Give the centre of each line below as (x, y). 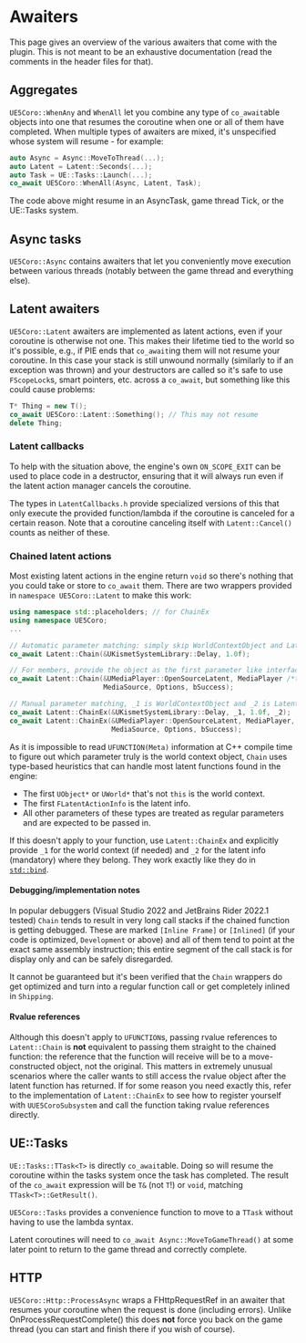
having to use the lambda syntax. (71, 1222)
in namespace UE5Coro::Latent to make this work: (101, 596)
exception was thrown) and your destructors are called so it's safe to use (147, 370)
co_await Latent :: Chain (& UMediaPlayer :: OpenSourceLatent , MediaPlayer (146, 679)
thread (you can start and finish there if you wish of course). (122, 1328)
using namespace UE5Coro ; (58, 620)
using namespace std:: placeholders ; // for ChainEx (109, 612)
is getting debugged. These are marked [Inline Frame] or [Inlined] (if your (153, 930)
